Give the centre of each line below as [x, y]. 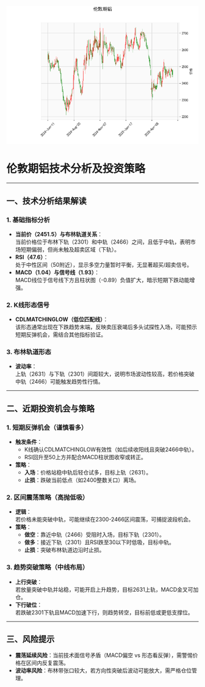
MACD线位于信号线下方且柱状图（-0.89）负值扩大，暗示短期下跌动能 [102, 280]
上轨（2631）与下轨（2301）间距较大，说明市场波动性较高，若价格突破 [105, 374]
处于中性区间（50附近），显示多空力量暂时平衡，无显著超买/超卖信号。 [103, 264]
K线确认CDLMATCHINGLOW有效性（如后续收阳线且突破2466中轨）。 [111, 449]
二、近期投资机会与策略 [50, 408]
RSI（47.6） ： [32, 257]
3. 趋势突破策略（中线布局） [48, 567]
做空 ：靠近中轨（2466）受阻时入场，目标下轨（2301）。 [95, 535]
